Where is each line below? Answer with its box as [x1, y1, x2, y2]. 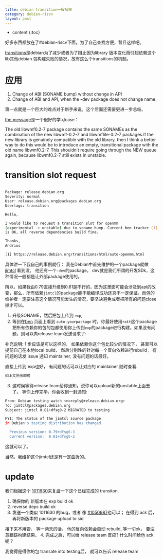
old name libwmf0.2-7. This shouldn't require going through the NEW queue [5, 147, 157, 153]
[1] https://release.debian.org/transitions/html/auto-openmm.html [5, 252, 145, 257]
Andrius [5, 243, 21, 248]
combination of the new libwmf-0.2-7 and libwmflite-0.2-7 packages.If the [5, 132, 154, 138]
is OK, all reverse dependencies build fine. [5, 230, 99, 235]
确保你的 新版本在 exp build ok [12, 498, 73, 504]
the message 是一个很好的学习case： [5, 117, 79, 123]
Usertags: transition [5, 203, 49, 208]
